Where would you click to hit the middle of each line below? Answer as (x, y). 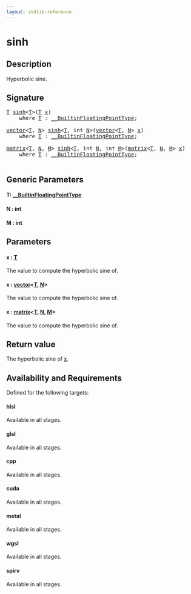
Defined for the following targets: (48, 393)
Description (29, 64)
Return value (31, 344)
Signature (25, 98)
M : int (14, 222)
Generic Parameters (45, 179)
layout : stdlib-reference (39, 12)
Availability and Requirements (64, 378)
